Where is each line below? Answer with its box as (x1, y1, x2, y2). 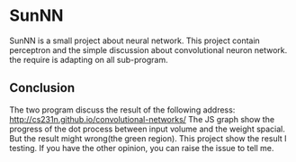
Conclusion (9, 80, 76, 95)
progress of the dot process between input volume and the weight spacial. (9, 123, 286, 134)
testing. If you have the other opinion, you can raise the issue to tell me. (9, 142, 274, 153)
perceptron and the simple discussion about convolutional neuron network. (9, 44, 288, 55)
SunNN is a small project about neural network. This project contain (9, 35, 261, 46)
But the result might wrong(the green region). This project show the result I (9, 132, 287, 144)
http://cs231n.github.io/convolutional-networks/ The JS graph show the (9, 113, 275, 124)
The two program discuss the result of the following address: (9, 104, 236, 115)
